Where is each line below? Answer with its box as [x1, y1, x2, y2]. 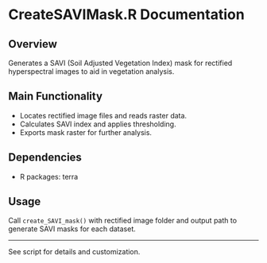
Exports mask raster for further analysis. [19, 127, 153, 137]
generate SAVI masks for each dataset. [8, 224, 137, 234]
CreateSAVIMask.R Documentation [8, 6, 245, 24]
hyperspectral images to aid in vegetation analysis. [8, 67, 175, 76]
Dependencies [8, 151, 82, 164]
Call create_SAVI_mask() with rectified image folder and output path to [8, 216, 237, 226]
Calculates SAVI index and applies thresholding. [19, 119, 176, 129]
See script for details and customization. [8, 247, 141, 257]
